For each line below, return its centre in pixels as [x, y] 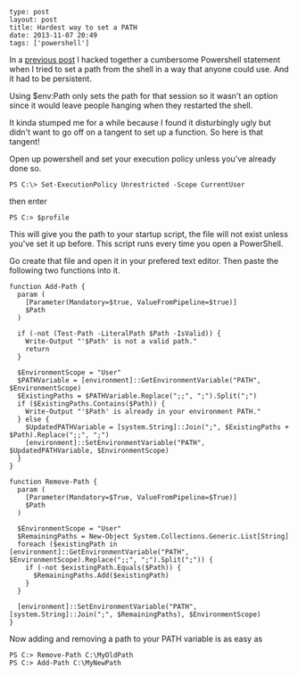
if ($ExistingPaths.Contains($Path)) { [91, 404]
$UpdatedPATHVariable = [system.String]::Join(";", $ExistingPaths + [157, 427]
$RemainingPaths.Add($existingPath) [101, 575]
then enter [28, 201]
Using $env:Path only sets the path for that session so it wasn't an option [144, 96]
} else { [33, 419]
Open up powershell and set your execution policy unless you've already [143, 159]
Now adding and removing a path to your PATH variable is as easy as [136, 639]
